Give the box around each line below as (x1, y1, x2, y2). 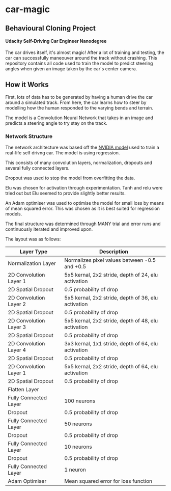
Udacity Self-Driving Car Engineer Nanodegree (5, 38, 107, 44)
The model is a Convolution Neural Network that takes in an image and (5, 115, 154, 121)
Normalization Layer (8, 260, 56, 267)
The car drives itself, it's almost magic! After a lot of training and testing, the (5, 49, 164, 56)
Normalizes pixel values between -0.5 (64, 256, 156, 263)
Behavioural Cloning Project (5, 24, 96, 33)
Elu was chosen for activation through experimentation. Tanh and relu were (5, 184, 163, 190)
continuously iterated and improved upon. (5, 226, 93, 232)
